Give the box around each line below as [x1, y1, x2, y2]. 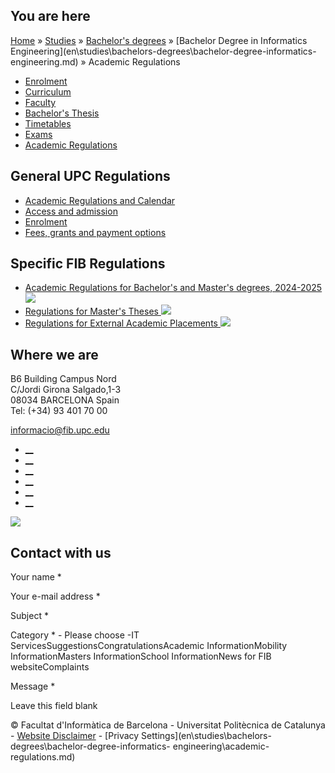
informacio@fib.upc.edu [10, 424, 110, 436]
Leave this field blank [10, 700, 98, 712]
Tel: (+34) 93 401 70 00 [10, 405, 108, 417]
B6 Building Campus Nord [10, 373, 117, 385]
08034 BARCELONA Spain [10, 394, 120, 406]
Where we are [10, 346, 99, 363]
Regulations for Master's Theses [24, 305, 159, 318]
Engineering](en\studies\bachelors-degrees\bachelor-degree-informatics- [10, 45, 317, 57]
